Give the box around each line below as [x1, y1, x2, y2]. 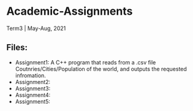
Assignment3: [15, 85, 51, 92]
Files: [6, 42, 28, 53]
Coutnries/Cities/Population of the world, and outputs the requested [15, 65, 187, 72]
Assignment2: [15, 78, 51, 85]
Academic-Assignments [6, 4, 133, 18]
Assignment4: [15, 91, 51, 99]
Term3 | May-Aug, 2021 [6, 25, 66, 32]
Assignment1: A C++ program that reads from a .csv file [15, 58, 156, 66]
